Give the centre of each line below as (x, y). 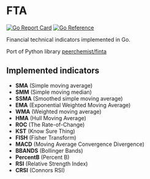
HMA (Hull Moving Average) (51, 118)
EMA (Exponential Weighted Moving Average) (73, 105)
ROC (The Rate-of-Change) (50, 124)
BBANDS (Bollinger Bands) (49, 150)
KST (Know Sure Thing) (45, 131)
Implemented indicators (53, 71)
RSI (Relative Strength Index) (51, 164)
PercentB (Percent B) (42, 157)
